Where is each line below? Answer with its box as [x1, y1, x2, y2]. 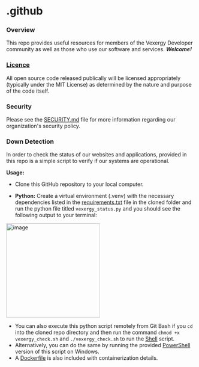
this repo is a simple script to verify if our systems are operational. [6, 158, 170, 165]
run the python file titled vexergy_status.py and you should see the [14, 205, 181, 212]
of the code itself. [6, 87, 50, 94]
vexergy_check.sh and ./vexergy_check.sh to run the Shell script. [14, 335, 175, 342]
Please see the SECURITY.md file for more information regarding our [6, 116, 176, 123]
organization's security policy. [6, 122, 81, 130]
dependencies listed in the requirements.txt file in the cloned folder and [14, 199, 192, 206]
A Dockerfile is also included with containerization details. [14, 354, 158, 362]
